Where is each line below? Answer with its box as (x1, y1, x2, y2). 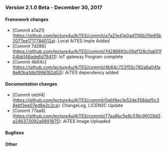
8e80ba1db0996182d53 (12, 70, 62, 75)
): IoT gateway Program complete (55, 54, 123, 60)
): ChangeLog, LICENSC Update (58, 102, 123, 108)
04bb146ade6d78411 (12, 54, 56, 60)
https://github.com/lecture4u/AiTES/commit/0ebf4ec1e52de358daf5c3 (14, 97, 160, 103)
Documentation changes (5, 81, 58, 87)
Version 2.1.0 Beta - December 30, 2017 (5, 4, 103, 11)
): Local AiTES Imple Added (54, 38, 110, 44)
